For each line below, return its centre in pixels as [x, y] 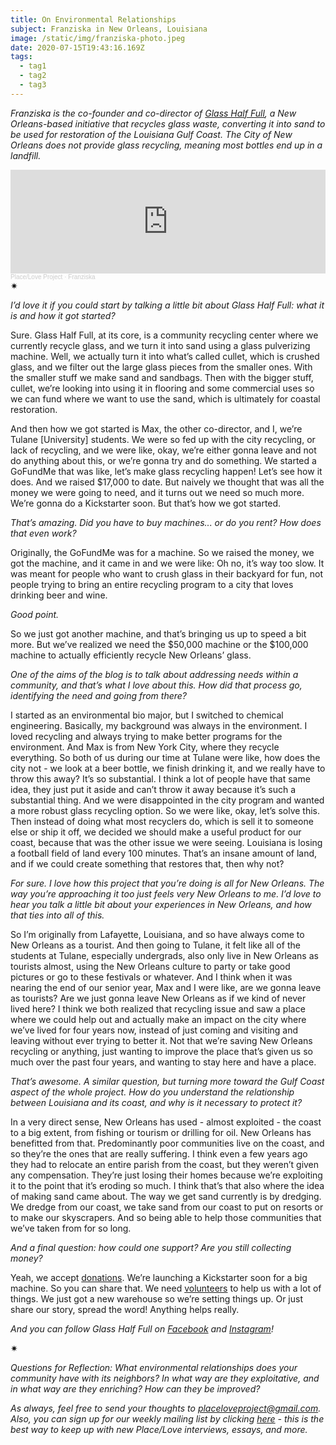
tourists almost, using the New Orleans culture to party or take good [150, 966]
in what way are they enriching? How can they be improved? [135, 1388]
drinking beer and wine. [59, 595]
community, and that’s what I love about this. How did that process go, [156, 685]
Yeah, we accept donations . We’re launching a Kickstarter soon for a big [159, 1277]
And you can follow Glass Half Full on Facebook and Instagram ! [142, 1328]
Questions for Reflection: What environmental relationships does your [154, 1367]
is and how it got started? [63, 315]
